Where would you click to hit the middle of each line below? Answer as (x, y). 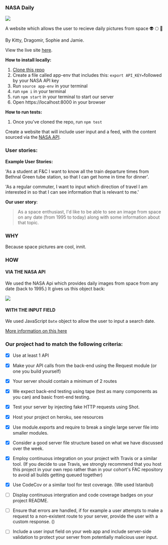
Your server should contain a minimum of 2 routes (65, 381)
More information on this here (36, 331)
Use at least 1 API (31, 355)
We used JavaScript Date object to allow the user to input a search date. (80, 321)
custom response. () (34, 522)
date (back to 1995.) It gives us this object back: (55, 289)
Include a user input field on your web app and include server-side (82, 532)
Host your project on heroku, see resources (58, 417)
